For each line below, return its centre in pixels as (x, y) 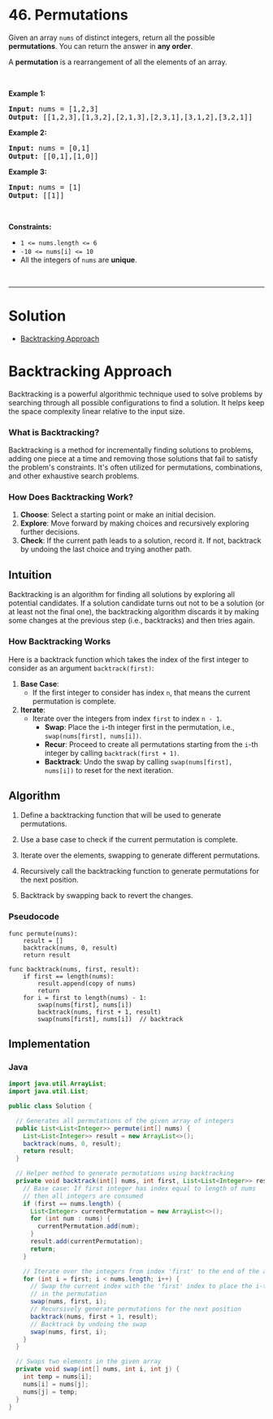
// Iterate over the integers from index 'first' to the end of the (141, 1271)
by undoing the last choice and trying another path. (106, 549)
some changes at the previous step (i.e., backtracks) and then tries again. (132, 621)
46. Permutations (68, 15)
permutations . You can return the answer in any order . (101, 46)
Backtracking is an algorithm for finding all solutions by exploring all (122, 595)
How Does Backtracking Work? (71, 497)
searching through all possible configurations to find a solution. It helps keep (136, 402)
